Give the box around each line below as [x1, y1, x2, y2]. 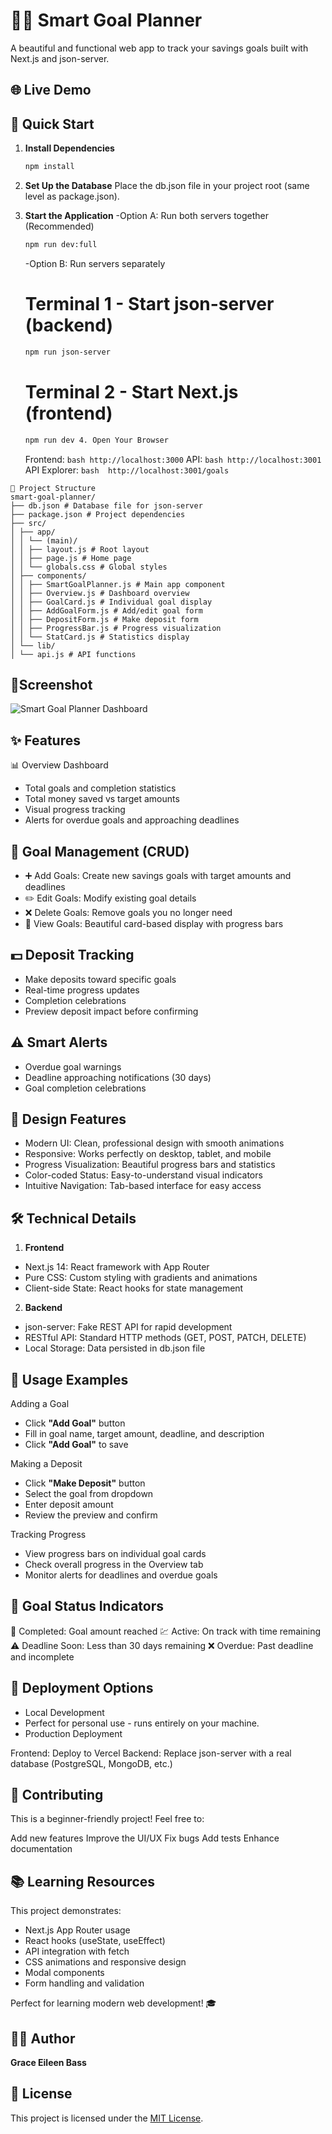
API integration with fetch [24, 1945, 130, 1958]
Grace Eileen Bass [10, 2057, 87, 2069]
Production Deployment [24, 1727, 123, 1739]
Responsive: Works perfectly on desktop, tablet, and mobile [24, 1148, 272, 1160]
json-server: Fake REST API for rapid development [24, 1321, 233, 1333]
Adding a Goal [10, 1398, 70, 1410]
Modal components [24, 1967, 105, 1979]
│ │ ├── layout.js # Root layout [10, 544, 150, 554]
